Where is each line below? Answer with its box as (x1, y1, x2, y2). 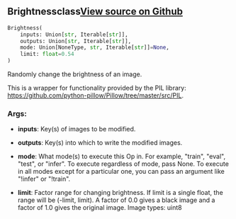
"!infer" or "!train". (17, 174, 71, 183)
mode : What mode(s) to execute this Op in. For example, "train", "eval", (17, 152, 225, 161)
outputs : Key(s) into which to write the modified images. (17, 138, 183, 147)
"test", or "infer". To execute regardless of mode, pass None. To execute (17, 160, 229, 168)
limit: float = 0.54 (20, 51, 74, 58)
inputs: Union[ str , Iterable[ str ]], (20, 31, 129, 38)
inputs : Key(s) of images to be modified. (17, 125, 136, 134)
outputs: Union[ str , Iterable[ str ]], (20, 37, 132, 45)
